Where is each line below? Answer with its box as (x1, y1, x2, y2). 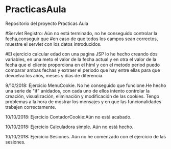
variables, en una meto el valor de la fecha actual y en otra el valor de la (5, 56, 157, 62)
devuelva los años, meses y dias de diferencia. (5, 72, 104, 78)
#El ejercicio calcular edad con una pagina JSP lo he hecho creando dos (5, 51, 158, 57)
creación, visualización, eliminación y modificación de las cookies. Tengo (5, 93, 160, 99)
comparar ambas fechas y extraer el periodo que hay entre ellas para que (5, 67, 160, 73)
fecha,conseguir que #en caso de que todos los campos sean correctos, (5, 36, 158, 42)
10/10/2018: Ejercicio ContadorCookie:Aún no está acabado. (5, 113, 132, 120)
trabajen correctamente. (5, 104, 56, 110)
